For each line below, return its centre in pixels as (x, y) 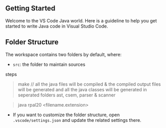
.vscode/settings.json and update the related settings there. (77, 120)
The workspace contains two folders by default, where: (63, 54)
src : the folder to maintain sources (49, 64)
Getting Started (30, 8)
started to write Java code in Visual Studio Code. (57, 26)
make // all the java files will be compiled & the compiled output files (89, 84)
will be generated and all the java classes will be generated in (82, 89)
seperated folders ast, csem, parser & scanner (67, 95)
